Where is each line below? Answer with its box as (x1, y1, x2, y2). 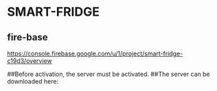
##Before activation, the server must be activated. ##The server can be (7, 70, 211, 78)
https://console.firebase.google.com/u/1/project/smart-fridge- (7, 49, 183, 57)
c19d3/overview (7, 57, 53, 65)
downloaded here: (7, 77, 59, 86)
